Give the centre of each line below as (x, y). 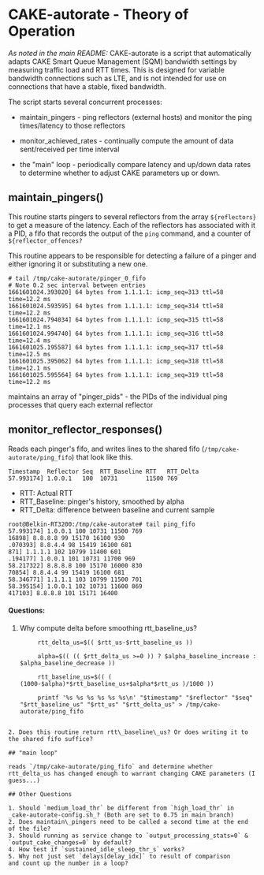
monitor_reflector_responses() (86, 430)
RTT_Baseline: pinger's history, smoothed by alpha (102, 501)
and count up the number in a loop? (68, 863)
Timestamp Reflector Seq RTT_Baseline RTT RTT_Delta (104, 471)
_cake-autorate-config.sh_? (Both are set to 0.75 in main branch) (121, 815)
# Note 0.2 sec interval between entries (77, 285)
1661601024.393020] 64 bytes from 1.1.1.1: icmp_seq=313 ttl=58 (116, 292)
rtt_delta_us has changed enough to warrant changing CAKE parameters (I (132, 773)
